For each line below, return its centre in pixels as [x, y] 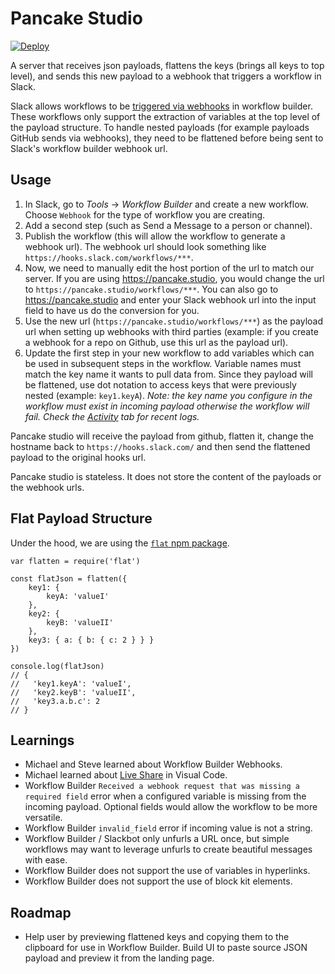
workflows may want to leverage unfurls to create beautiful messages [168, 849]
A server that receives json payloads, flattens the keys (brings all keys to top [167, 65]
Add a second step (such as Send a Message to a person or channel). [168, 225]
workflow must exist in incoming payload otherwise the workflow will [167, 406]
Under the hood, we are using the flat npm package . [120, 543]
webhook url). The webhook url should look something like [145, 246]
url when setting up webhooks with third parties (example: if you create [171, 331]
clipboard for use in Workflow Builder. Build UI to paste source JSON [166, 948]
